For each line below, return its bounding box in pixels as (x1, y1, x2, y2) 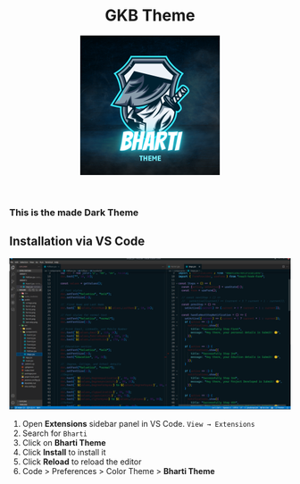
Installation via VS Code (9, 234, 146, 249)
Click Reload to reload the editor (21, 456, 142, 467)
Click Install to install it (21, 447, 106, 458)
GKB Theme (104, 5, 196, 26)
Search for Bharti (21, 428, 87, 438)
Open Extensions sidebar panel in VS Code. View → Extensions (21, 419, 255, 430)
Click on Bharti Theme (21, 438, 106, 448)
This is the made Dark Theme (9, 206, 139, 219)
